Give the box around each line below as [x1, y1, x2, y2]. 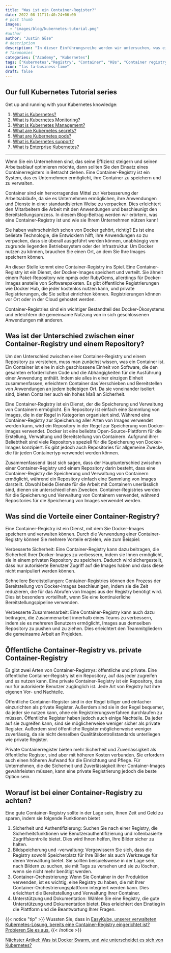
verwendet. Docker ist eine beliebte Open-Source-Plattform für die [21, 428, 162, 434]
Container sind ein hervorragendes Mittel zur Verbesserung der [5, 189, 138, 196]
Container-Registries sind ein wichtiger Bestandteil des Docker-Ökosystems [5, 306, 165, 312]
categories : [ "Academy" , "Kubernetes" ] [5, 55, 90, 60]
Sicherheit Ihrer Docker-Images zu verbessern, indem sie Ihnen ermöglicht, [5, 552, 163, 558]
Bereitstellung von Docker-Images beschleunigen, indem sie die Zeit [5, 583, 149, 589]
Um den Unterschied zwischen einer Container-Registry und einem [5, 353, 146, 359]
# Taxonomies [5, 50, 33, 55]
